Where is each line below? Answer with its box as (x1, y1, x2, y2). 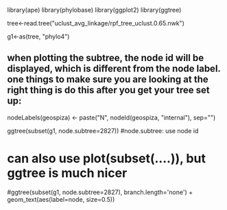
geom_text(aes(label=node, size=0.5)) (7, 195, 115, 203)
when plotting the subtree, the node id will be (7, 52, 204, 64)
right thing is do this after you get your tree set (7, 84, 211, 96)
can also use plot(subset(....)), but (7, 151, 206, 166)
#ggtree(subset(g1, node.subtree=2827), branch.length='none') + (7, 188, 193, 196)
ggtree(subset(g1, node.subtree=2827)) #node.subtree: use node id (7, 126, 199, 135)
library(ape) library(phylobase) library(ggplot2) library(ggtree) (7, 6, 182, 14)
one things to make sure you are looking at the (7, 73, 208, 85)
